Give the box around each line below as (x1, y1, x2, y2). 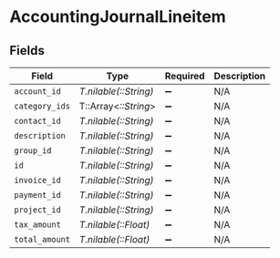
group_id (14, 146, 52, 156)
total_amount (14, 234, 71, 244)
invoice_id (14, 175, 61, 185)
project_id (14, 205, 61, 215)
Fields (9, 43, 46, 58)
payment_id (14, 190, 61, 200)
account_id (14, 87, 61, 97)
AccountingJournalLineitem (9, 6, 226, 27)
